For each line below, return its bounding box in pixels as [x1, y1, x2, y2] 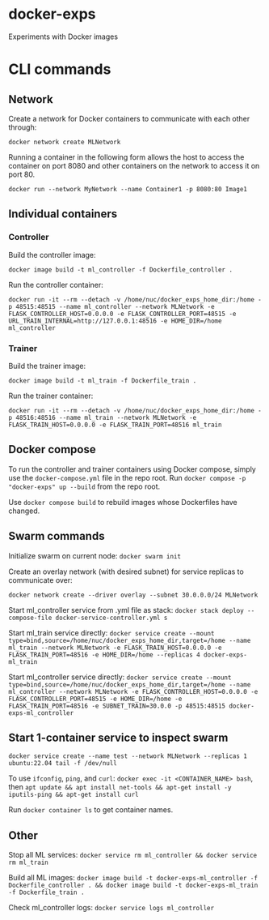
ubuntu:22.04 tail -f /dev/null [8, 760, 117, 768]
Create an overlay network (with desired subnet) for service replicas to [8, 567, 244, 576]
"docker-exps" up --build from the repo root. [8, 481, 161, 491]
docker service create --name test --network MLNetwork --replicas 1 [8, 752, 248, 760]
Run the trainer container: [8, 391, 94, 400]
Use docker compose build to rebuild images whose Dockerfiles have [8, 497, 238, 507]
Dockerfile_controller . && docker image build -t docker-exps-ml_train [8, 881, 258, 890]
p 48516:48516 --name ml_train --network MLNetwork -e [8, 413, 197, 421]
